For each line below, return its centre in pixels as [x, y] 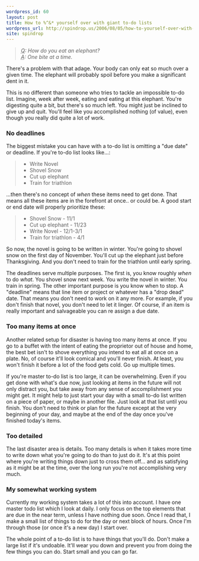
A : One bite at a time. [46, 57]
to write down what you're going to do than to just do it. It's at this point [93, 455]
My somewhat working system [51, 489]
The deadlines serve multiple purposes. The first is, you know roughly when [99, 273]
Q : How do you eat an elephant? [60, 51]
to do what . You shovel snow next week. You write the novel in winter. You [97, 279]
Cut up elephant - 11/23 [58, 225]
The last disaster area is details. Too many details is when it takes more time [99, 449]
